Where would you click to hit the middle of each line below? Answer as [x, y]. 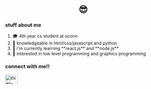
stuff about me [23, 25]
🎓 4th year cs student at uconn [45, 36]
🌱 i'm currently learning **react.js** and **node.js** [65, 48]
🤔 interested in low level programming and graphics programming [79, 54]
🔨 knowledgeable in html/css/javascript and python [65, 43]
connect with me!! [27, 67]
